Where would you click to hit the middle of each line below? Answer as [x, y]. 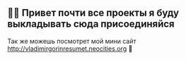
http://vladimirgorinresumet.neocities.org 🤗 [70, 48]
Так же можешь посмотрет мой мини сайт [72, 41]
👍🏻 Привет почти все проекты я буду [93, 13]
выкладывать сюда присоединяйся [91, 24]
